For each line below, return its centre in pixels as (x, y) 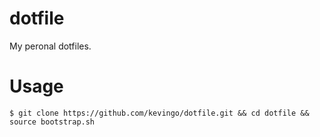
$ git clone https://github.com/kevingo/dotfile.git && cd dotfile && (159, 113)
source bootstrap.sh (52, 122)
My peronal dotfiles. (50, 46)
